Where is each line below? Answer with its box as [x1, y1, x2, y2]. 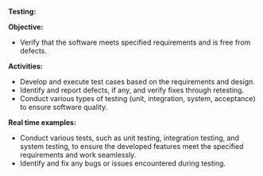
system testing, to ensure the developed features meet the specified [19, 142, 244, 151]
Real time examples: [8, 118, 77, 127]
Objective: [8, 22, 44, 31]
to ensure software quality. [19, 103, 108, 111]
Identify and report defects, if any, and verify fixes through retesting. [19, 85, 245, 95]
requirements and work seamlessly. [19, 151, 137, 159]
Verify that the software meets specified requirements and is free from [19, 37, 251, 47]
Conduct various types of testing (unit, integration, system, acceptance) [19, 94, 256, 103]
